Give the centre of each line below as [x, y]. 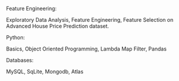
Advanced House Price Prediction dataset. [58, 26]
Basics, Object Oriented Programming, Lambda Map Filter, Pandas [86, 49]
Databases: [20, 60]
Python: [16, 37]
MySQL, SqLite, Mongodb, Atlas [45, 72]
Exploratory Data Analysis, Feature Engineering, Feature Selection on [90, 20]
